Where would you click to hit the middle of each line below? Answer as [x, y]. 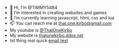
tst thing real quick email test [39, 40]
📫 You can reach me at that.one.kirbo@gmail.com [60, 23]
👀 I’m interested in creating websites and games [58, 13]
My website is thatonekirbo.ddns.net [47, 35]
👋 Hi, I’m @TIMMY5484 [34, 8]
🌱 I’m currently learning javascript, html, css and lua [62, 18]
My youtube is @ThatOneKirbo [41, 30]
